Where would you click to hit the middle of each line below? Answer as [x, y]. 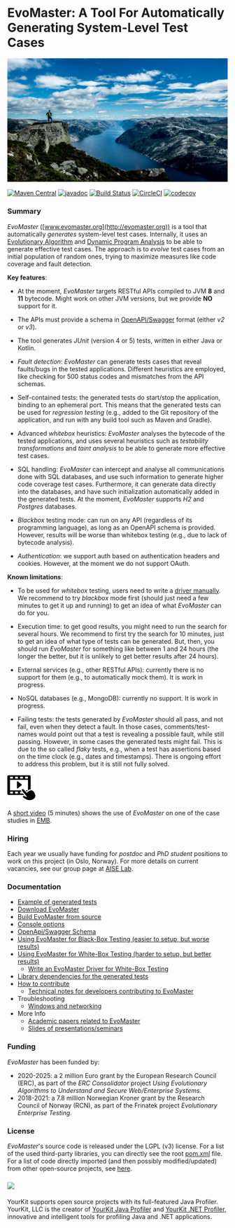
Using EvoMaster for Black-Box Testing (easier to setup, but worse [113, 939]
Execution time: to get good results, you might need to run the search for [122, 626]
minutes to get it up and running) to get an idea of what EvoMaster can [119, 605]
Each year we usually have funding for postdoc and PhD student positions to [117, 854]
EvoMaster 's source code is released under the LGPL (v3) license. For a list [116, 1146]
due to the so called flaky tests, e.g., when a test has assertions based [119, 749]
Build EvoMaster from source [59, 917]
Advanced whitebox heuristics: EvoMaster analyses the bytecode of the [121, 433]
